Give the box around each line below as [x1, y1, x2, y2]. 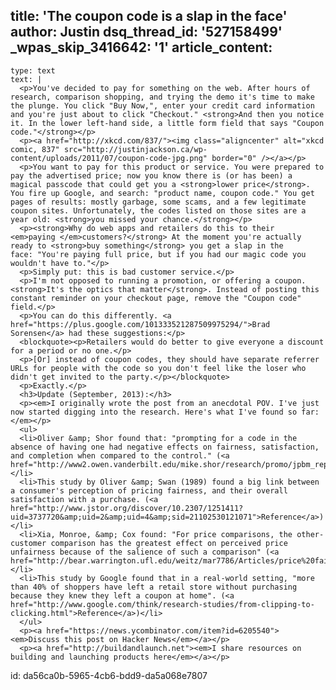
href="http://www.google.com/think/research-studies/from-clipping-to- [10, 599, 315, 609]
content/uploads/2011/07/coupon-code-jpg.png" [10, 153, 208, 163]
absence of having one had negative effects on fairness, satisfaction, [10, 442, 320, 452]
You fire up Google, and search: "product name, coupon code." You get [10, 188, 315, 198]
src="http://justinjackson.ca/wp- [63, 144, 208, 154]
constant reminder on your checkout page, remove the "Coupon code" [10, 293, 302, 303]
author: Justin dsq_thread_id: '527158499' [10, 24, 283, 41]
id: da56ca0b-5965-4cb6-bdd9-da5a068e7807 [10, 669, 208, 681]
